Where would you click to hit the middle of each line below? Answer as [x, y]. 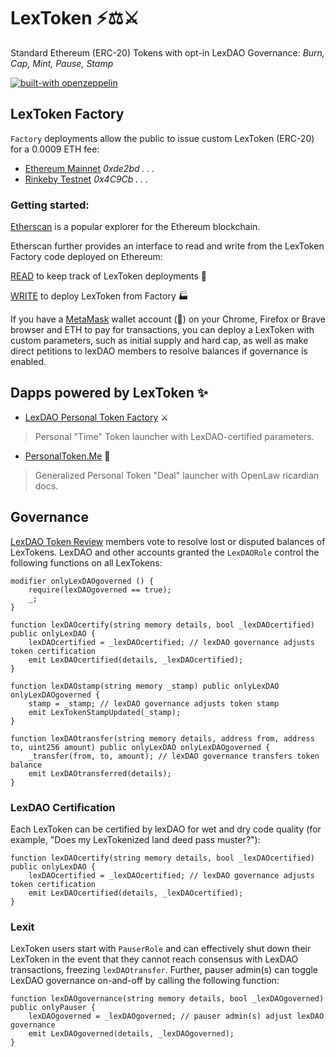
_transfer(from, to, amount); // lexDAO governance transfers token [174, 756]
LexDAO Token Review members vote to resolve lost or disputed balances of [168, 541]
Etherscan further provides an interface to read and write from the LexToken [167, 246]
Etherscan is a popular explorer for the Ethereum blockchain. [135, 227]
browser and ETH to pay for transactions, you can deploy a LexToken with [162, 330]
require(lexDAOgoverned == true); [100, 590]
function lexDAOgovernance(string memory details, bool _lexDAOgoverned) [167, 999]
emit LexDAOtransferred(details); [100, 773]
